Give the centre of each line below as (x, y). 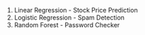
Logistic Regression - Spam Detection (69, 17)
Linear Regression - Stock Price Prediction (76, 10)
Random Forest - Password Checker (67, 25)
